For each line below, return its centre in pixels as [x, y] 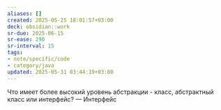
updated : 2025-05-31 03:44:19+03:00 [60, 72]
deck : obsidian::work [39, 26]
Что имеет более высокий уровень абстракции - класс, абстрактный [110, 92]
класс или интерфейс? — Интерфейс [62, 99]
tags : [15, 53]
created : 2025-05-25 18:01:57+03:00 [60, 20]
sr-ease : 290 [26, 40]
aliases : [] [24, 14]
